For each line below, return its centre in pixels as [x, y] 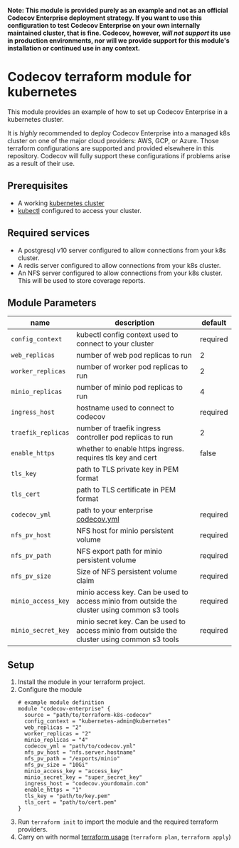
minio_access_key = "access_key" [74, 771]
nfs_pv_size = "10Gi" [57, 765]
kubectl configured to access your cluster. [80, 210]
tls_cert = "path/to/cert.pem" [71, 802]
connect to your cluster [115, 343]
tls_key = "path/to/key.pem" [68, 796]
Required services [49, 233]
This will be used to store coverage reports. [81, 280]
